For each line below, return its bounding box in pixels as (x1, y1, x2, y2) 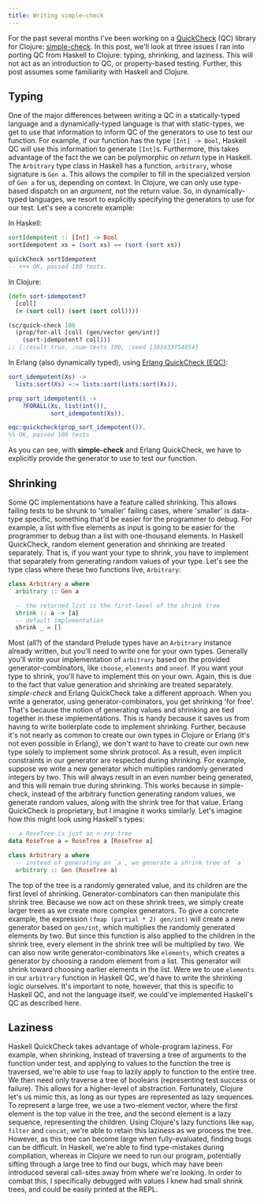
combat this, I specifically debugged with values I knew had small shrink (8, 1176, 243, 1186)
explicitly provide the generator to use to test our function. (8, 454, 198, 463)
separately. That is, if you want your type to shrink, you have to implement (8, 548, 249, 558)
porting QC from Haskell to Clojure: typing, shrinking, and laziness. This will (8, 50, 254, 59)
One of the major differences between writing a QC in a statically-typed (8, 111, 240, 120)
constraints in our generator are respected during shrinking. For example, (8, 756, 247, 765)
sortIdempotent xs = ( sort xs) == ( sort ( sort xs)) (8, 241, 181, 249)
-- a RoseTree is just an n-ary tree (8, 830, 132, 838)
